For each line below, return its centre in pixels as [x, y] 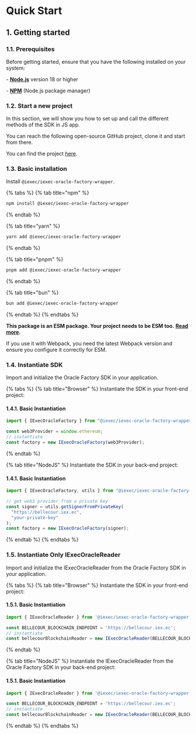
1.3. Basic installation [36, 169]
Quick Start [34, 11]
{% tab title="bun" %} [32, 293]
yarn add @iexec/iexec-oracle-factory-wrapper [64, 237]
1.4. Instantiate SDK [34, 365]
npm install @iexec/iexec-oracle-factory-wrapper [68, 204]
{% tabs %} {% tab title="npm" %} [48, 193]
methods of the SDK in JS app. [43, 125]
